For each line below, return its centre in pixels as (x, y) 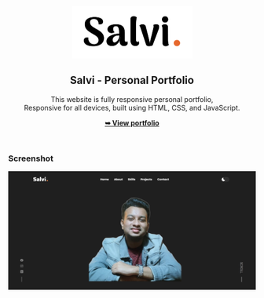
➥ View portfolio (132, 122)
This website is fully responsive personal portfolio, (132, 99)
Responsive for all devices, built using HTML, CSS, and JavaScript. (132, 107)
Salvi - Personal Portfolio (132, 80)
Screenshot (31, 158)
